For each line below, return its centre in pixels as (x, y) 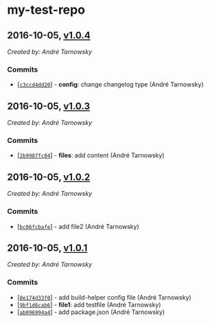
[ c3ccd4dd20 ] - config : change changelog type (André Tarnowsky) (110, 85)
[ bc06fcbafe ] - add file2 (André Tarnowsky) (78, 226)
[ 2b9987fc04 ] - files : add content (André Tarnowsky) (91, 155)
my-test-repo (46, 10)
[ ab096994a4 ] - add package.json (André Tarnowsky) (91, 312)
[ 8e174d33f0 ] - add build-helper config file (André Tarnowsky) (104, 297)
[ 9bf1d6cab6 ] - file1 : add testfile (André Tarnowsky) (89, 304)
